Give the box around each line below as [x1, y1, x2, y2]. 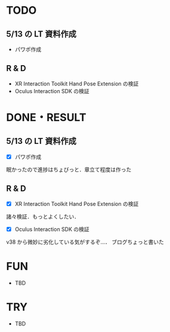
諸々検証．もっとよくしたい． [6, 213, 79, 220]
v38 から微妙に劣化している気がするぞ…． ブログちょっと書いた [6, 238, 164, 245]
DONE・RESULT [6, 111, 86, 124]
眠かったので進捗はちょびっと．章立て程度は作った [6, 165, 132, 173]
